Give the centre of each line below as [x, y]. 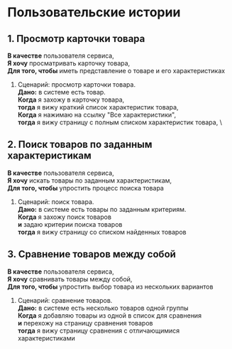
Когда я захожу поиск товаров [65, 217]
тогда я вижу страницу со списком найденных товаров [102, 232]
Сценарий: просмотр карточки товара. [77, 85]
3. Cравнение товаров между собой [92, 254]
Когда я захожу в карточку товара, [71, 100]
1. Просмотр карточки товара [76, 39]
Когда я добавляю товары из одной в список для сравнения [110, 315]
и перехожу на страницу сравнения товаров [85, 323]
